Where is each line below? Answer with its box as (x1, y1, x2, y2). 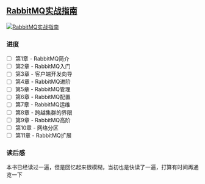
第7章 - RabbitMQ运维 (15, 101, 71, 108)
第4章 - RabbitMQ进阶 (15, 78, 71, 86)
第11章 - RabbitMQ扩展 (15, 131, 72, 139)
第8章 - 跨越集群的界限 (15, 109, 73, 116)
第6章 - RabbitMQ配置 (15, 94, 71, 101)
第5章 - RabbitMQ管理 (15, 86, 71, 93)
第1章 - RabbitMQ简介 (15, 55, 70, 62)
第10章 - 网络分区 (15, 124, 59, 131)
